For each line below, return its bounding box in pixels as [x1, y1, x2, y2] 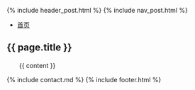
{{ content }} [18, 61, 56, 69]
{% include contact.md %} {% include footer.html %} [6, 75, 162, 84]
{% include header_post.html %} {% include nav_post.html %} [6, 6, 189, 14]
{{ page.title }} [6, 42, 72, 54]
